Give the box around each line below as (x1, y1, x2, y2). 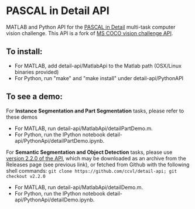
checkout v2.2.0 (6, 173, 46, 179)
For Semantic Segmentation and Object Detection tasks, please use (6, 148, 173, 156)
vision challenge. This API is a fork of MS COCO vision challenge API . (6, 29, 173, 36)
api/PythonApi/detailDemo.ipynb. (14, 196, 95, 203)
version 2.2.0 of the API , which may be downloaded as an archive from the (6, 155, 186, 162)
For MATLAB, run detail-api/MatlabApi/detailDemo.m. (14, 183, 143, 191)
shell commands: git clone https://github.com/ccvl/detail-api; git (6, 167, 177, 174)
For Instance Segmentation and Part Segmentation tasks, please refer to (6, 107, 184, 114)
